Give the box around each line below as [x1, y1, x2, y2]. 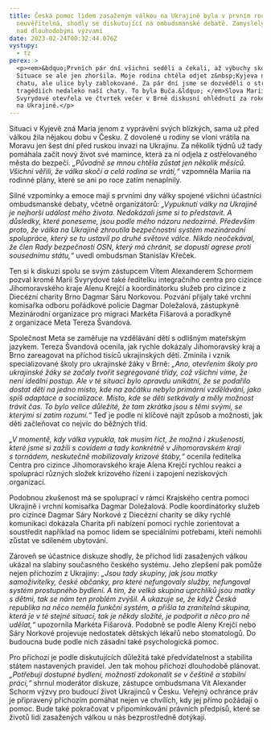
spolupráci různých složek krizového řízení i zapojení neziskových [9, 469, 228, 479]
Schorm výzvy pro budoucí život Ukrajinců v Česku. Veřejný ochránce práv [9, 686, 258, 697]
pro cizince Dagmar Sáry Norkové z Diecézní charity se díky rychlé [9, 510, 232, 520]
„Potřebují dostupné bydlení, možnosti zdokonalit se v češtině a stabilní [9, 670, 246, 679]
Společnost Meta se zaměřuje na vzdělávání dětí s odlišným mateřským [9, 334, 246, 343]
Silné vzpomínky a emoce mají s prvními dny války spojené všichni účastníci [9, 191, 262, 201]
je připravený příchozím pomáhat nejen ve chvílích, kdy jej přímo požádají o [9, 695, 259, 705]
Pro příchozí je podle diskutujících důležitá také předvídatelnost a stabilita [9, 653, 253, 662]
